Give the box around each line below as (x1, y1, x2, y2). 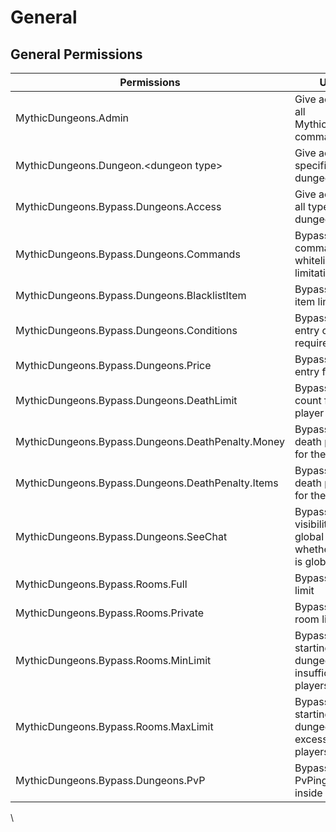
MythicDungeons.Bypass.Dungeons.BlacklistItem (15, 289, 247, 302)
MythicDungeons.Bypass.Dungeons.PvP (15, 774, 206, 787)
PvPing (294, 774, 328, 787)
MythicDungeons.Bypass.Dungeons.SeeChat (15, 530, 228, 543)
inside (294, 786, 323, 800)
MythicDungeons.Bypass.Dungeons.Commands (15, 247, 241, 261)
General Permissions (10, 46, 143, 63)
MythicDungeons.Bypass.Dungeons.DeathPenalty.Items (15, 476, 279, 490)
